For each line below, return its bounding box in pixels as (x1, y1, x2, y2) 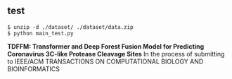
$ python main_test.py (7, 30, 74, 37)
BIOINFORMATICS (7, 64, 60, 73)
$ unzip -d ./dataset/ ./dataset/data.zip (7, 23, 134, 30)
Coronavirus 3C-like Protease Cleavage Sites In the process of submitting (7, 49, 225, 58)
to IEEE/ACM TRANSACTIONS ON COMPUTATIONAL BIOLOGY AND (7, 57, 204, 66)
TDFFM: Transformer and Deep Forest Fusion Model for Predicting (7, 42, 205, 51)
